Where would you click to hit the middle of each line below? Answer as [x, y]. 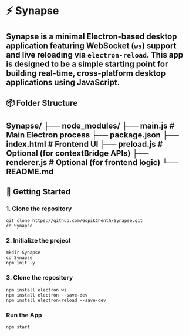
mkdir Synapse [23, 253]
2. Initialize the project [39, 240]
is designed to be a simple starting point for [87, 64]
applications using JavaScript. [63, 82]
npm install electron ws [36, 290]
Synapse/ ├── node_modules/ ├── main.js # [90, 126]
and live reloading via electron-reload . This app [95, 55]
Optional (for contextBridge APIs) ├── [77, 154]
